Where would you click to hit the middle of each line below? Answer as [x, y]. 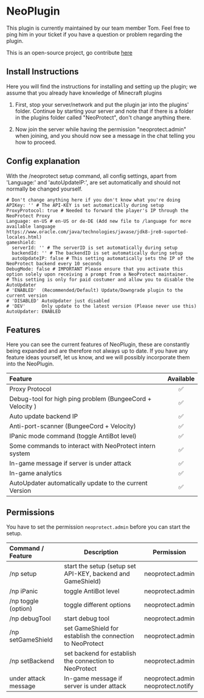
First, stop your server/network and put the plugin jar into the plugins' [102, 104]
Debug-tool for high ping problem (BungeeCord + [80, 399]
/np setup [23, 574]
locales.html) [24, 237]
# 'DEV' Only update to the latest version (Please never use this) [102, 306]
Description [101, 552]
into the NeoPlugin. [30, 364]
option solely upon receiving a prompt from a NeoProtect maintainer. [97, 274]
